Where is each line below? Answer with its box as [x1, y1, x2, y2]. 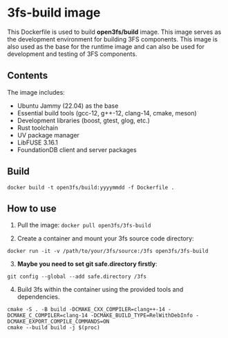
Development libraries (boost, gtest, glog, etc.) [17, 116, 151, 124]
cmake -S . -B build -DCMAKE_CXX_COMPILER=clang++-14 [7, 306, 166, 313]
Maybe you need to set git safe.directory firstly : [17, 260, 158, 268]
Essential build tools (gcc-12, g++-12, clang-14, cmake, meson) [17, 109, 197, 117]
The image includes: [7, 88, 66, 96]
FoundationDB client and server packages [17, 145, 137, 153]
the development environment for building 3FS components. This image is [7, 35, 218, 43]
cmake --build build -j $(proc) [7, 324, 100, 331]
